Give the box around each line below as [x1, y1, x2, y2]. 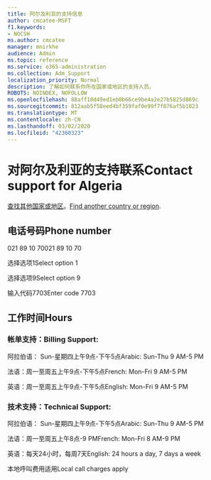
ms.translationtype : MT [7, 109, 78, 116]
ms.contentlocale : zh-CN [7, 116, 81, 123]
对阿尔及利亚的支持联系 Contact [7, 162, 193, 178]
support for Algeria [7, 178, 123, 194]
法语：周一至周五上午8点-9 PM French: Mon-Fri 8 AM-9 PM [7, 435, 180, 443]
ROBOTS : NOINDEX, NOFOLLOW [7, 89, 87, 97]
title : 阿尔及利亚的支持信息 [7, 10, 83, 18]
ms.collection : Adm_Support [7, 70, 91, 77]
